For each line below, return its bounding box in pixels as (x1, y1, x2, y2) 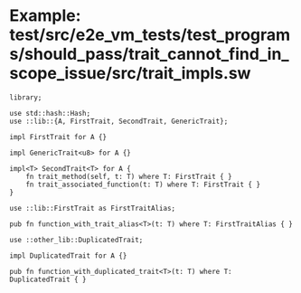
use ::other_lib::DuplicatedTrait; (9, 235, 144, 244)
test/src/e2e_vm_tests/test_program (9, 24, 291, 45)
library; (9, 92, 42, 102)
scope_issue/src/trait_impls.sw (9, 63, 251, 84)
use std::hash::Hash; (9, 109, 91, 118)
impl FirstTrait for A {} (9, 132, 107, 141)
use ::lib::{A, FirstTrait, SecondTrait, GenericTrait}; (9, 117, 229, 126)
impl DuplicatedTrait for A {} (9, 250, 127, 260)
